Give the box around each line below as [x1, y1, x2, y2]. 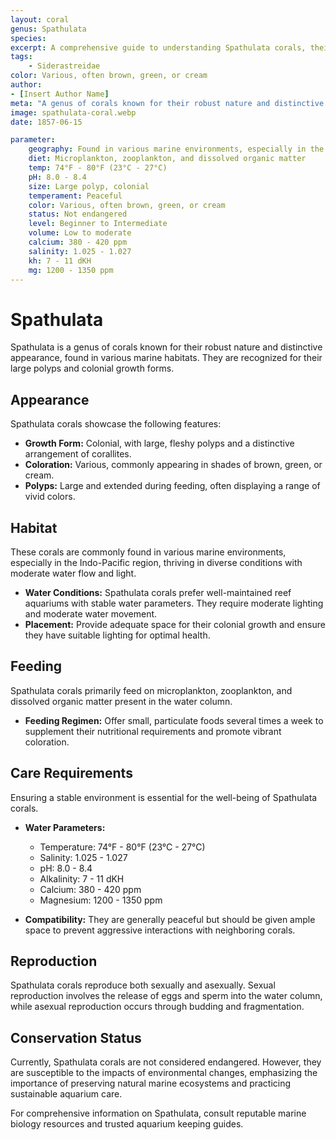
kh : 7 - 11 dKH [28, 256, 92, 266]
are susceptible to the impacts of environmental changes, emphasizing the [10, 1067, 318, 1079]
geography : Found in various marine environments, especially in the [28, 144, 325, 155]
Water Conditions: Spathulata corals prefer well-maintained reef [24, 586, 292, 598]
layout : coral [10, 14, 70, 25]
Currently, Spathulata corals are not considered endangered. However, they [10, 1056, 322, 1068]
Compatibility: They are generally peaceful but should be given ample [24, 913, 316, 925]
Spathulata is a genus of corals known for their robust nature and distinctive [10, 341, 323, 353]
